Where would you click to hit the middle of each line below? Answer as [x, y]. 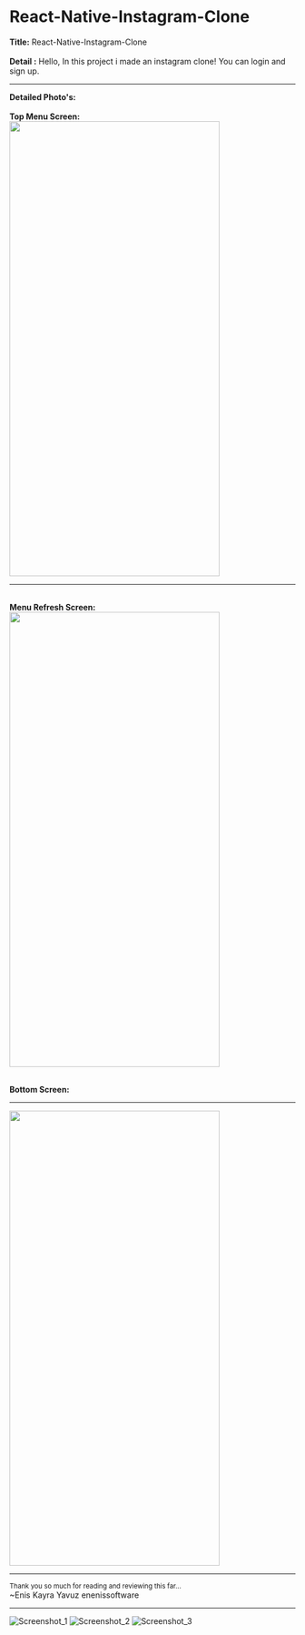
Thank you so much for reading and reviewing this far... [95, 1586]
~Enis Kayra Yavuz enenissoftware [74, 1595]
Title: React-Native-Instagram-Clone [79, 42]
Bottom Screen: [39, 1089]
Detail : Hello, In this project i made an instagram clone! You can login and [148, 61]
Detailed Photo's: [43, 96]
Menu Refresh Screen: [53, 607]
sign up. [25, 71]
